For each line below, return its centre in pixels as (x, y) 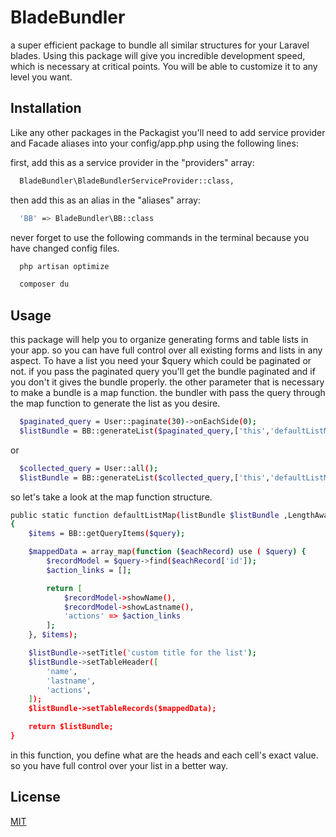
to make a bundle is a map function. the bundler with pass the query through (168, 393)
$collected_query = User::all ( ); (89, 468)
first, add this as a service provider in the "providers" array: (132, 162)
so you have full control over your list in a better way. (119, 765)
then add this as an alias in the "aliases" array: (106, 200)
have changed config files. (65, 248)
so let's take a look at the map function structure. (111, 497)
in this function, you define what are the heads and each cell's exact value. (164, 755)
